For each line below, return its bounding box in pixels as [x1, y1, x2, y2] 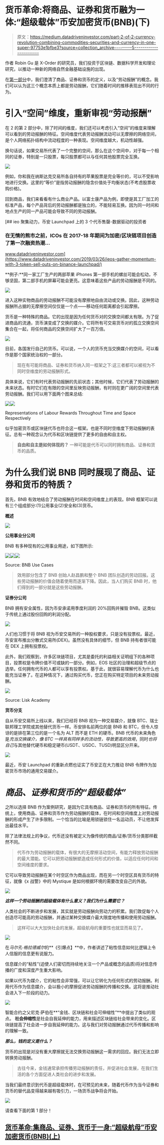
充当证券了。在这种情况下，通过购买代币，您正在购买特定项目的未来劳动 [9, 672, 155, 678]
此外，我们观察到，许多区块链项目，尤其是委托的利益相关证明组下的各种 [5, 654, 150, 660]
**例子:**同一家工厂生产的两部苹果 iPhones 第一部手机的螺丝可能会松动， [5, 272, 153, 278]
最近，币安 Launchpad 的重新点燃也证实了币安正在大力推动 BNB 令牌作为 [5, 762, 153, 768]
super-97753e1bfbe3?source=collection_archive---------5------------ [17, 45, 159, 51]
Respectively [5, 415, 31, 421]
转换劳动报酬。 [5, 1055, 35, 1061]
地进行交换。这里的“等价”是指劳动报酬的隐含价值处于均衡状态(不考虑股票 [5, 179, 152, 185]
